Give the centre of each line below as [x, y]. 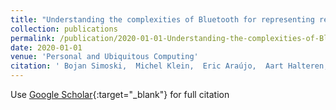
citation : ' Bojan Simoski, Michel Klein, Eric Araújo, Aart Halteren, [169, 66]
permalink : [33, 38]
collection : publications [64, 29]
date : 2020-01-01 [46, 47]
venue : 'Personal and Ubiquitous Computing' [104, 57]
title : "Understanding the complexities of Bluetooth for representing [162, 19]
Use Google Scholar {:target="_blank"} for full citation [120, 94]
